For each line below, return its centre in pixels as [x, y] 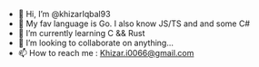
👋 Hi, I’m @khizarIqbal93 [64, 14]
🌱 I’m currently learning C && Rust [81, 33]
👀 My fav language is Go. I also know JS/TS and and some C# [134, 24]
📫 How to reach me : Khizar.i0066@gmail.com [106, 53]
